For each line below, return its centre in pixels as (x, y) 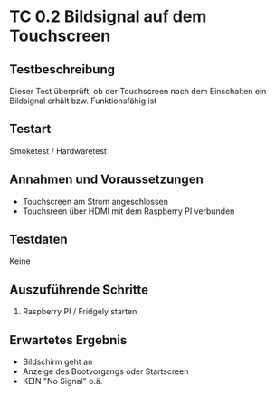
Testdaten (38, 240)
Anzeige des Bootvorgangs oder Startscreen (105, 371)
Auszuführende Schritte (79, 289)
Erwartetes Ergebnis (68, 340)
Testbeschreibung (62, 69)
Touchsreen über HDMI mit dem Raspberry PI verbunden (128, 211)
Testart (30, 129)
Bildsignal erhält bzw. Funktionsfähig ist (83, 101)
